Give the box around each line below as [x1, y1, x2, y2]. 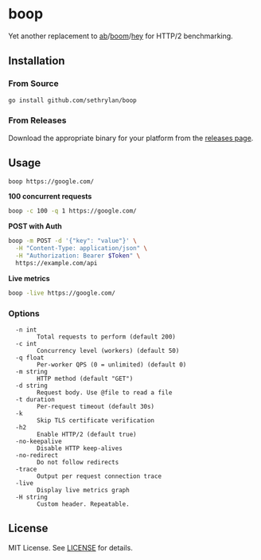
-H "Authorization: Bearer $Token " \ [15, 252, 141, 260]
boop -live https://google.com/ [8, 288, 115, 297]
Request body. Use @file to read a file [37, 389, 173, 397]
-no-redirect [15, 452, 59, 460]
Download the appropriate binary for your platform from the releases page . [8, 133, 254, 143]
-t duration [15, 396, 56, 404]
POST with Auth [8, 221, 62, 231]
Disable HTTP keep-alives [37, 444, 123, 452]
